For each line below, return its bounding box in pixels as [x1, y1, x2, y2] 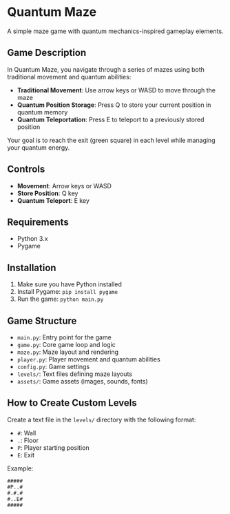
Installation [7, 261, 56, 273]
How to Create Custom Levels [7, 397, 137, 409]
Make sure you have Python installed [17, 280, 122, 288]
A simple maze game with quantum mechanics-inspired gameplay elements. [7, 27, 224, 35]
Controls [7, 164, 45, 175]
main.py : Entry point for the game [17, 333, 112, 342]
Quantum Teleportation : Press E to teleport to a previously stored [17, 115, 205, 123]
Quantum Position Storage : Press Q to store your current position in [17, 101, 211, 109]
